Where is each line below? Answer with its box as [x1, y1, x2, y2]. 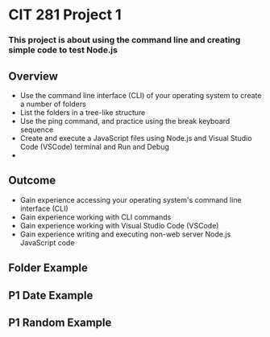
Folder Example [8, 261, 89, 275]
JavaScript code [19, 237, 75, 247]
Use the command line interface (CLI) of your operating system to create [19, 90, 262, 100]
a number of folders [19, 99, 86, 109]
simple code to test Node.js [8, 44, 118, 55]
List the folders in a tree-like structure [19, 107, 146, 117]
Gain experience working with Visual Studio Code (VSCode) [19, 220, 219, 230]
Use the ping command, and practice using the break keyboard [19, 116, 231, 125]
